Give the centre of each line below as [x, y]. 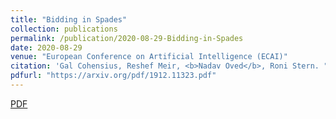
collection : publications [64, 29]
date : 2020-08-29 [46, 47]
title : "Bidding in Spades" [69, 19]
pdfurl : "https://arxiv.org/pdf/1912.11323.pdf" [113, 76]
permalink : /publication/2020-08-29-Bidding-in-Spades [127, 38]
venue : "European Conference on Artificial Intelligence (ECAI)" [149, 57]
